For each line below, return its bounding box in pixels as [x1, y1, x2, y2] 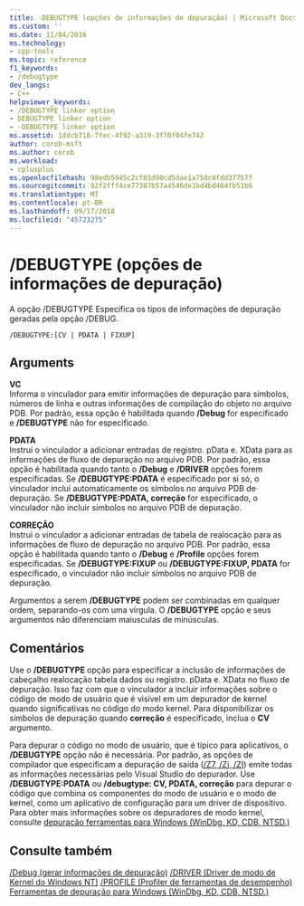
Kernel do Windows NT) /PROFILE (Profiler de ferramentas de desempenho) [9, 877, 293, 887]
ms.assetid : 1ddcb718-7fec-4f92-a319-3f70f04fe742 [9, 131, 204, 140]
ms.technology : [9, 38, 67, 48]
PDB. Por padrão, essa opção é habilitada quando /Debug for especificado [9, 408, 289, 419]
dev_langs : [9, 81, 51, 90]
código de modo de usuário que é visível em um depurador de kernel [9, 693, 267, 704]
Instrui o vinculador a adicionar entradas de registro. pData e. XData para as [9, 444, 293, 455]
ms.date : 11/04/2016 [9, 30, 88, 39]
